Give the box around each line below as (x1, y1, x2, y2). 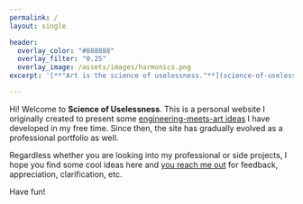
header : (9, 38, 39, 47)
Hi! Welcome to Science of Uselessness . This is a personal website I (9, 103, 266, 114)
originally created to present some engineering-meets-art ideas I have (9, 113, 271, 124)
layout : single (9, 22, 67, 31)
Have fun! (9, 186, 46, 197)
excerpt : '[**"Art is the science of (9, 71, 151, 81)
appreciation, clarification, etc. (9, 168, 123, 180)
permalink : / (9, 13, 59, 22)
